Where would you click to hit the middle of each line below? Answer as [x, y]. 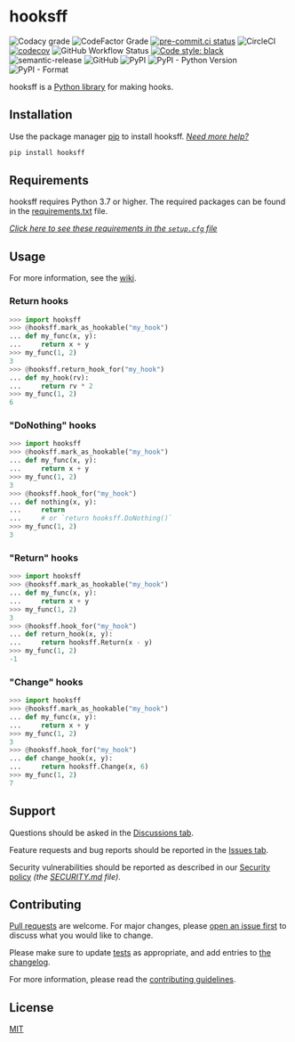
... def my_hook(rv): [49, 377]
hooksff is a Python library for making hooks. [92, 86]
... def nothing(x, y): [53, 502]
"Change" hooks [46, 682]
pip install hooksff [48, 152]
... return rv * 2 [51, 386]
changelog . [30, 962]
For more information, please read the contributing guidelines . [123, 980]
